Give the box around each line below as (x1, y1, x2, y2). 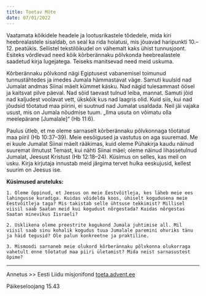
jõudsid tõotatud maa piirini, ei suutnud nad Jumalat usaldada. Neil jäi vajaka (6, 102, 199, 109)
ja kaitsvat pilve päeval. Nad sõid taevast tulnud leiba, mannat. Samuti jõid (6, 89, 193, 96)
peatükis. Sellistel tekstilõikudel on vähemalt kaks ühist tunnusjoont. (15, 44, 187, 52)
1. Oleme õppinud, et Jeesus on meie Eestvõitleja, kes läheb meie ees (6, 189, 193, 196)
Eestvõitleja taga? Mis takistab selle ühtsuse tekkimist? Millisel (6, 200, 185, 207)
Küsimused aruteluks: (6, 178, 64, 185)
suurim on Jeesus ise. (6, 166, 62, 173)
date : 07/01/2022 (6, 15, 51, 21)
